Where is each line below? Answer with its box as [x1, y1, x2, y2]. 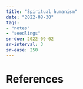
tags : [6, 19, 19, 25]
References [6, 72, 64, 85]
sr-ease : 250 [6, 47, 38, 53]
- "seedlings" [6, 31, 41, 37]
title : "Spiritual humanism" [6, 8, 78, 15]
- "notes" [6, 25, 31, 31]
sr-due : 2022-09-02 [6, 36, 54, 42]
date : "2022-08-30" [6, 14, 54, 20]
